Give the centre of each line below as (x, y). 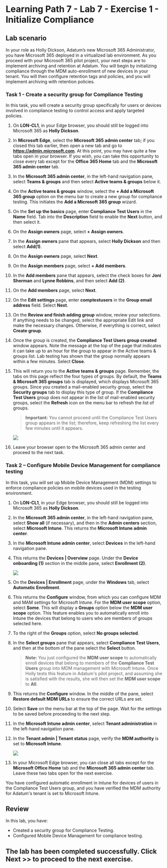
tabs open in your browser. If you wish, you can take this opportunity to (86, 156)
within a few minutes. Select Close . (49, 362)
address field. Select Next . (41, 305)
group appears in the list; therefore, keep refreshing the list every (92, 423)
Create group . (28, 331)
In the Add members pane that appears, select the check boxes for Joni (87, 276)
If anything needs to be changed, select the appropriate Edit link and (83, 320)
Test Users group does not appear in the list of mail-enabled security (84, 397)
